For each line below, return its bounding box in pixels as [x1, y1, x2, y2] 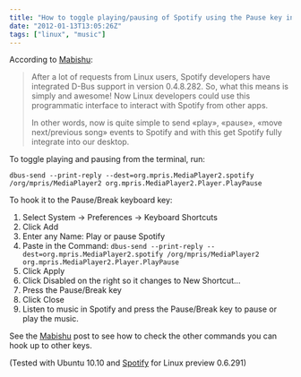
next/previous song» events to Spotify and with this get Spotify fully [30, 127, 282, 138]
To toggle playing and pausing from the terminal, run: [9, 154, 206, 165]
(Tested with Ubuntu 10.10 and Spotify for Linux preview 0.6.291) [9, 357, 247, 368]
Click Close [21, 295, 64, 305]
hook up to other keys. [9, 340, 92, 351]
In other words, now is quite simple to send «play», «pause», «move [30, 117, 283, 128]
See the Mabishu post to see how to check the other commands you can [9, 330, 278, 341]
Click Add [21, 221, 59, 233]
